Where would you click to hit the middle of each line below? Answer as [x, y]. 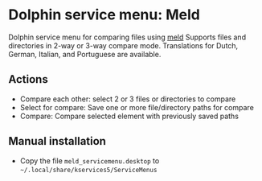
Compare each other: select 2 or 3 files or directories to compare [128, 99]
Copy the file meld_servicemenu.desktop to [90, 160]
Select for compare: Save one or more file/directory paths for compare [137, 107]
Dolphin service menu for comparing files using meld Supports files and [127, 37]
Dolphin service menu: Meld [104, 15]
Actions [28, 79]
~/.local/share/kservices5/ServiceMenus [88, 170]
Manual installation [57, 141]
